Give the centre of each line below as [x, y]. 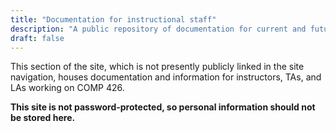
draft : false [37, 38]
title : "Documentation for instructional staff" [113, 19]
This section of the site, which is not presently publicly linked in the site [157, 67]
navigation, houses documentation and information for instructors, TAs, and [166, 77]
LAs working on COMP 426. [67, 88]
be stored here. [43, 118]
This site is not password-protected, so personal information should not [163, 107]
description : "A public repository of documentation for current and [158, 29]
